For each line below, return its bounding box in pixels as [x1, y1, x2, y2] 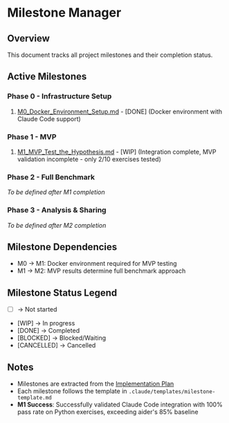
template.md [17, 395, 52, 402]
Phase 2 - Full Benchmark [7, 172, 95, 181]
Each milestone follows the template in [17, 387, 127, 395]
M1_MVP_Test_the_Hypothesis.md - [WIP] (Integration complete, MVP [17, 147, 217, 156]
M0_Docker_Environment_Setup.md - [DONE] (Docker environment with [17, 107, 223, 116]
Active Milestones [7, 71, 87, 82]
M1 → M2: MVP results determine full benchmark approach [17, 267, 186, 275]
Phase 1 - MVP [7, 132, 57, 141]
